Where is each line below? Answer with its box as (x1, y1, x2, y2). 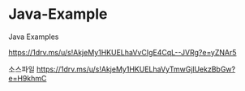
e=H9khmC (8, 73, 47, 83)
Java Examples (8, 32, 59, 41)
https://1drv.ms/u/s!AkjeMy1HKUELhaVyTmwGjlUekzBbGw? (36, 64, 236, 74)
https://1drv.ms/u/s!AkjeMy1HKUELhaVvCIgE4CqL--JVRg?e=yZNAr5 (8, 47, 237, 57)
